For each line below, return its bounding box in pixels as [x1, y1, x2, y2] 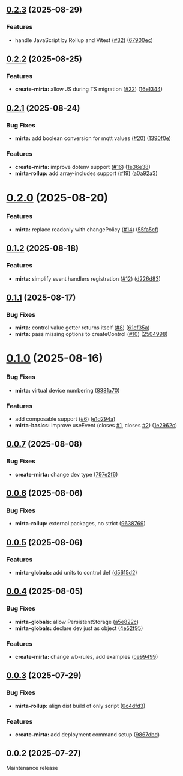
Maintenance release [6, 764, 58, 771]
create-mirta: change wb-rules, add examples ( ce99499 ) [14, 653, 158, 661]
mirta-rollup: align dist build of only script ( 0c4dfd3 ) [14, 702, 146, 709]
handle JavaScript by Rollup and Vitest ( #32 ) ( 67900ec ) [14, 36, 153, 44]
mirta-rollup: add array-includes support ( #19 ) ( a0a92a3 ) [14, 170, 158, 177]
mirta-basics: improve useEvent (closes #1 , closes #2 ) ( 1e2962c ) [14, 422, 178, 429]
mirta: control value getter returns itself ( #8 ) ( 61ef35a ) [14, 324, 150, 331]
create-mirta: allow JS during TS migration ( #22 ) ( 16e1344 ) [14, 85, 163, 93]
